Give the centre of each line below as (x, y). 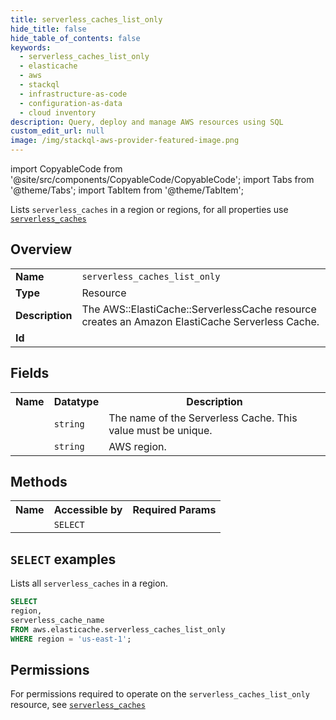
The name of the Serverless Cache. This (203, 418)
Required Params (174, 510)
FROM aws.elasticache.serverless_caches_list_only (118, 629)
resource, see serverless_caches (78, 705)
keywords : (31, 47)
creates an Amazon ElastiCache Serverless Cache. (200, 321)
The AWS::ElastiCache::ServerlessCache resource (199, 309)
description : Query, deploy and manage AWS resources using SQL (147, 122)
